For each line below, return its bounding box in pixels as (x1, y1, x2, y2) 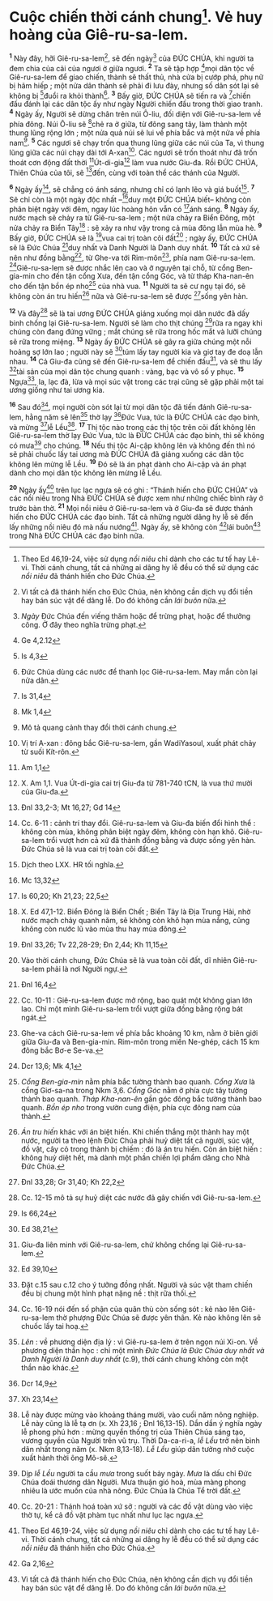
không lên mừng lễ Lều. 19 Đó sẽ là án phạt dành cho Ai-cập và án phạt (9, 458, 247, 469)
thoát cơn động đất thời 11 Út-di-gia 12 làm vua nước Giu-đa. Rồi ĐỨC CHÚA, (9, 155, 258, 167)
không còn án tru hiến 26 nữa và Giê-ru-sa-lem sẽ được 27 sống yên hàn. (9, 290, 249, 300)
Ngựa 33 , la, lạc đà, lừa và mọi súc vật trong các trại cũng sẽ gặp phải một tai (9, 375, 264, 386)
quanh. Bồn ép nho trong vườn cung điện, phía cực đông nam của (20, 1102, 241, 1112)
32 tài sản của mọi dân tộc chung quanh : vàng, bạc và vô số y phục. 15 (9, 365, 245, 377)
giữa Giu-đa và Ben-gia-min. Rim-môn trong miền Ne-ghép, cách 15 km (20, 1037, 260, 1046)
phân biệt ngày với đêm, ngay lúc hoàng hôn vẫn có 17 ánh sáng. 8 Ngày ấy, (9, 203, 260, 215)
